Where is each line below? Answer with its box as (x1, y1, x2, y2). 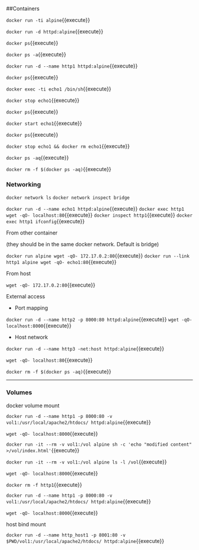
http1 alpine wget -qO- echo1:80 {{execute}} (6, 259, 117, 266)
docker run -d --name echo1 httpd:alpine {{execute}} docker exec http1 (6, 205, 185, 213)
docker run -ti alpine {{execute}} (6, 17, 91, 23)
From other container (6, 229, 58, 236)
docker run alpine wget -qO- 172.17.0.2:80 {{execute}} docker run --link (6, 252, 190, 259)
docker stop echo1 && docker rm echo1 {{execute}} (6, 143, 130, 150)
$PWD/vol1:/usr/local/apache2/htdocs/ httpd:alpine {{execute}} (6, 537, 165, 544)
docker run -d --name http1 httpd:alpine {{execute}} (6, 62, 138, 69)
